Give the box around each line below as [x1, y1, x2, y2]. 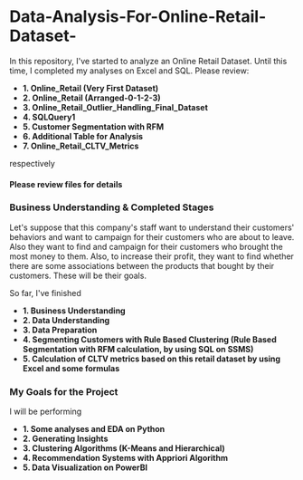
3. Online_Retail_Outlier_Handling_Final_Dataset [22, 101, 208, 112]
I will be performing [9, 406, 82, 418]
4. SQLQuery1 [22, 111, 76, 122]
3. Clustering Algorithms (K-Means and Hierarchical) [22, 443, 226, 454]
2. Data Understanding [22, 314, 110, 325]
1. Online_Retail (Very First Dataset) [22, 82, 159, 93]
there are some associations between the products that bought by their [9, 260, 275, 271]
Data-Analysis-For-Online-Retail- [9, 6, 267, 27]
